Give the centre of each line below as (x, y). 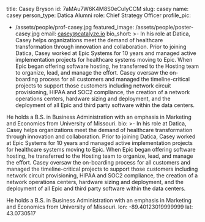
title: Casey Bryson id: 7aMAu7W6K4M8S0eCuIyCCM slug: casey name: (98, 9)
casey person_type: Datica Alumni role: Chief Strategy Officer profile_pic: (99, 15)
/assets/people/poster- (165, 27)
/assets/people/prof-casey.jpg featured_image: (75, 27)
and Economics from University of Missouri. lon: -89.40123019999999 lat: (100, 207)
